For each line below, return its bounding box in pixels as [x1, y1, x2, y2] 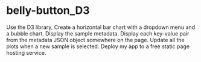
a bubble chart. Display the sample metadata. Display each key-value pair [6, 29, 190, 37]
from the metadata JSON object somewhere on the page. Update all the [6, 36, 185, 43]
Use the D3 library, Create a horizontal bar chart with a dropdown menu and [6, 23, 195, 31]
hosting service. [6, 49, 46, 56]
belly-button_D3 [6, 4, 90, 17]
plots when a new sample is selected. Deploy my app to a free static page [6, 43, 190, 50]
